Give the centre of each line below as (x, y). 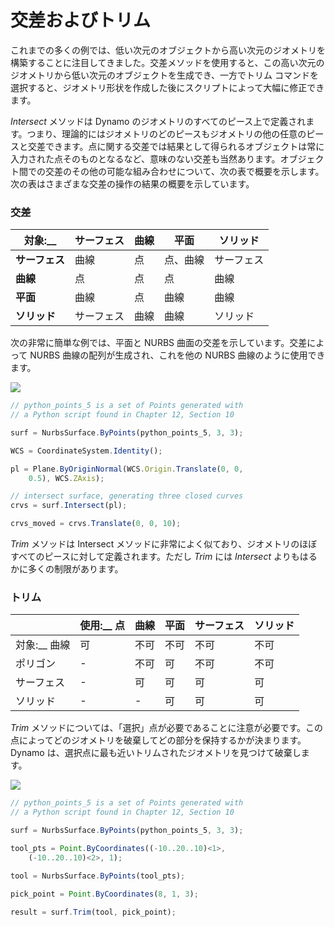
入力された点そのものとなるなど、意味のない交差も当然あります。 (145, 158)
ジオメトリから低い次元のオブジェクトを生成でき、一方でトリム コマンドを (164, 75)
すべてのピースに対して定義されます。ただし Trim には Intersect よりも (155, 557)
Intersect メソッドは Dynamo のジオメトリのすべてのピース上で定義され (158, 121)
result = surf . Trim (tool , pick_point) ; (93, 912)
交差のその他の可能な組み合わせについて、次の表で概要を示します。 (184, 171)
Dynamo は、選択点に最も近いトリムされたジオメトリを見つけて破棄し (156, 753)
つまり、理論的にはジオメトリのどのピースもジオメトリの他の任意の (166, 133)
